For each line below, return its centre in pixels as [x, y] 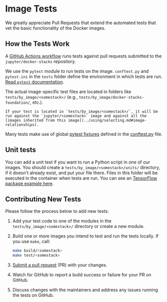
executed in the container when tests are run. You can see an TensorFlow [81, 178]
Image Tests [31, 9]
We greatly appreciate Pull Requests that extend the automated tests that [81, 23]
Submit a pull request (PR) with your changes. [60, 265]
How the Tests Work [38, 44]
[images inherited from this [36, 120]
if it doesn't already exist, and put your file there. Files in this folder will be [81, 173]
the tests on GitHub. [33, 295]
